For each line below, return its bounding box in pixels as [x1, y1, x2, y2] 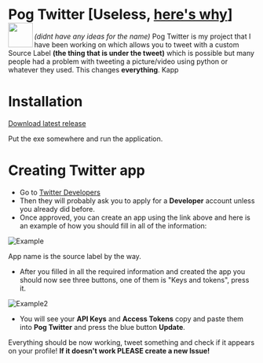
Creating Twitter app [8, 161, 145, 180]
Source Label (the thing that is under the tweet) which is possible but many [8, 48, 255, 57]
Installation [8, 93, 83, 111]
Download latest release [8, 118, 86, 128]
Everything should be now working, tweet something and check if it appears [8, 337, 255, 347]
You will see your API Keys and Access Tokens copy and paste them [19, 313, 244, 324]
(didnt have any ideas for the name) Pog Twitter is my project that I [34, 31, 251, 41]
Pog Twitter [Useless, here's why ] [8, 6, 233, 24]
